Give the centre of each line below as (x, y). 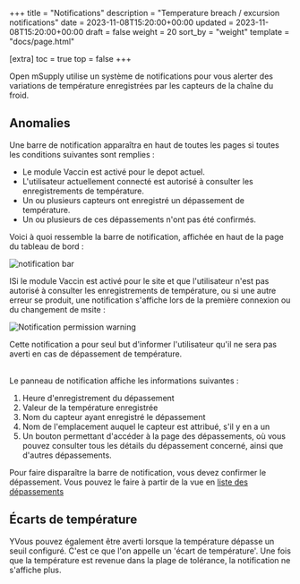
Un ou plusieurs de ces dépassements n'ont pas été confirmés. (139, 219)
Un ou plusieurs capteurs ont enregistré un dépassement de (133, 200)
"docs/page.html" (42, 41)
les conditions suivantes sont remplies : (82, 154)
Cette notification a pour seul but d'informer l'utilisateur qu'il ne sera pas (143, 344)
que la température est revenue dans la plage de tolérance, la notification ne (150, 560)
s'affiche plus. (35, 570)
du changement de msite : (57, 309)
